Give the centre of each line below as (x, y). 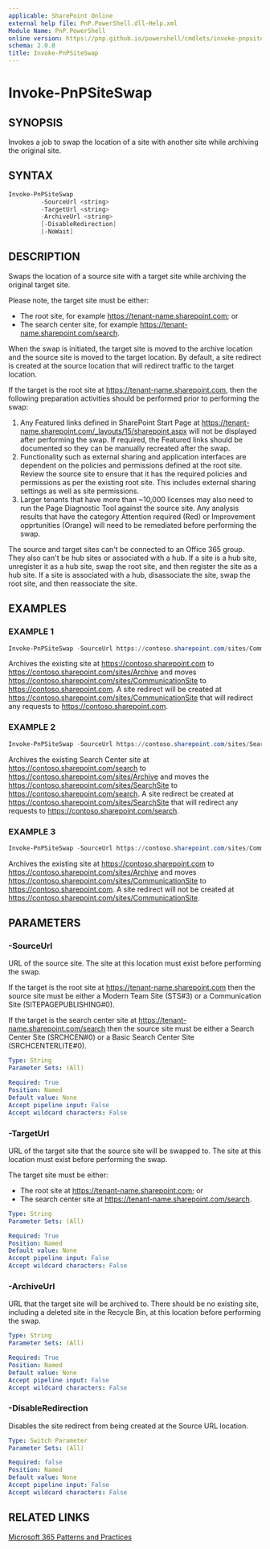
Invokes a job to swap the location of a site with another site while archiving (133, 142)
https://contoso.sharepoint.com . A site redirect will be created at (115, 690)
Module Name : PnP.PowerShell (57, 31)
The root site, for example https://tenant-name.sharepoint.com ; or (129, 315)
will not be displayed (223, 431)
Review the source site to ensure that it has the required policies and (133, 474)
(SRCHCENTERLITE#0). (47, 1046)
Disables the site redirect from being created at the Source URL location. (129, 1426)
